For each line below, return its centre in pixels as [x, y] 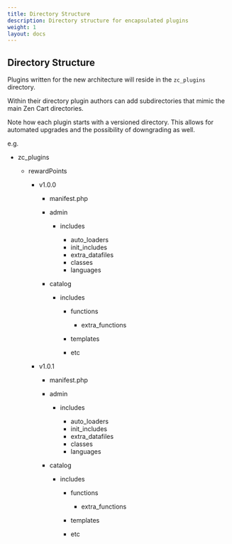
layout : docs [27, 34]
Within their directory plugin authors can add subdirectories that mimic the [116, 101]
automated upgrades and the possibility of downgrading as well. [101, 130]
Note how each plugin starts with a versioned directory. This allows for [111, 122]
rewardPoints [48, 171]
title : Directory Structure [49, 14]
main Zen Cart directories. [45, 109]
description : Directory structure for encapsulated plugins [98, 21]
